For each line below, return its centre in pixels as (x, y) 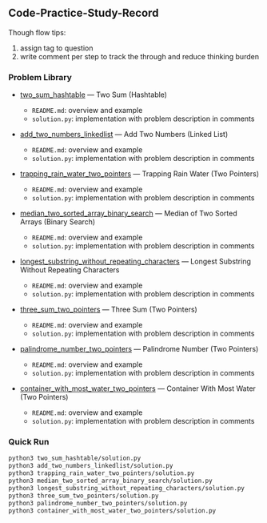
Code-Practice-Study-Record (84, 13)
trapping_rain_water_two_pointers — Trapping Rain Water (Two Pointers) (139, 174)
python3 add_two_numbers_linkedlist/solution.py (91, 466)
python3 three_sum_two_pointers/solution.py (84, 496)
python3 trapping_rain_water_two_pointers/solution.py (102, 473)
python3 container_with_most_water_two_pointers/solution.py (112, 511)
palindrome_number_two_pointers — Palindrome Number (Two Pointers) (139, 349)
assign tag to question (56, 48)
